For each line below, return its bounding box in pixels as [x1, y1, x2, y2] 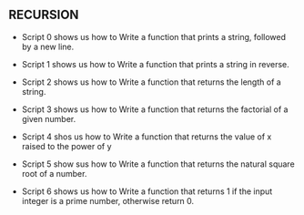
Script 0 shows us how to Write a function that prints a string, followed [21, 31, 287, 42]
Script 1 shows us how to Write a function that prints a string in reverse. [21, 58, 289, 69]
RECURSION [8, 7, 79, 23]
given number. [21, 113, 76, 124]
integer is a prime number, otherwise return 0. [21, 195, 195, 206]
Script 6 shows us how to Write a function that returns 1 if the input [21, 186, 273, 197]
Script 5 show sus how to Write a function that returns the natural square [21, 159, 295, 169]
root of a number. [21, 168, 87, 179]
